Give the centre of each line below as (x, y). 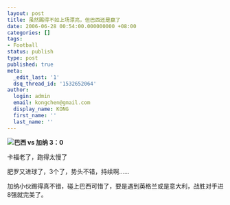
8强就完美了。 (27, 194)
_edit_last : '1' (36, 77)
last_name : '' (33, 122)
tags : (15, 39)
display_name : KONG (41, 109)
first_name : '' (35, 115)
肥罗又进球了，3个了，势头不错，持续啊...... (68, 171)
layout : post (26, 13)
